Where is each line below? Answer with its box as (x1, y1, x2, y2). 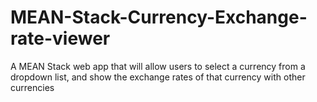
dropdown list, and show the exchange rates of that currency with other (10, 71, 306, 83)
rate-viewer (10, 27, 111, 50)
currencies (10, 81, 55, 93)
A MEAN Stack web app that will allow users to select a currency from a (10, 60, 306, 72)
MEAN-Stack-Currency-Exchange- (10, 6, 308, 29)
